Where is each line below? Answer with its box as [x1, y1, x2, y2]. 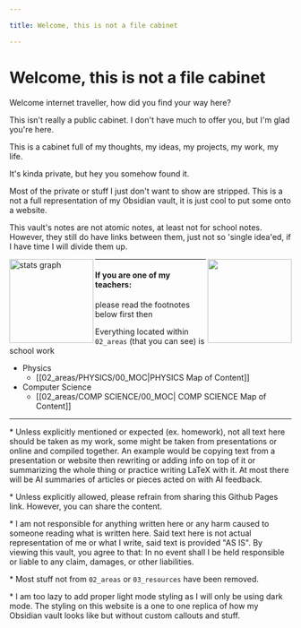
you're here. [9, 124, 55, 134]
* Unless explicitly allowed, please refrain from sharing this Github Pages [9, 491, 279, 502]
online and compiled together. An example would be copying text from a [9, 445, 276, 456]
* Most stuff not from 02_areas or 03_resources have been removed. [9, 573, 260, 584]
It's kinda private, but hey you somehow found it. [9, 168, 190, 179]
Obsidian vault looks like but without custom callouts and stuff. [9, 610, 240, 621]
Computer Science [21, 382, 92, 392]
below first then [95, 308, 153, 319]
